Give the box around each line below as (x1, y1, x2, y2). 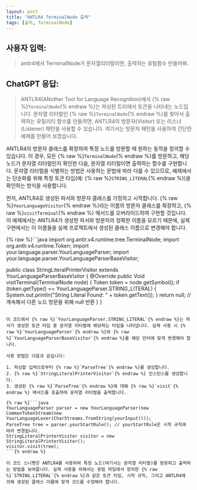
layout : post (6, 8, 38, 15)
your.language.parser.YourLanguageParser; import (6, 249, 129, 255)
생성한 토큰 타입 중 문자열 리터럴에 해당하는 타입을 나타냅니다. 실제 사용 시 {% (17, 323, 186, 329)
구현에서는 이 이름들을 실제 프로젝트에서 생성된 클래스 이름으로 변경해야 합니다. (6, 224, 188, 231)
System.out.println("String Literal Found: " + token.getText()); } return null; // (6, 291, 191, 298)
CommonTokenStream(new (6, 410, 62, 416)
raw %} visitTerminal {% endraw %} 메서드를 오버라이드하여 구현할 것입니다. (6, 209, 187, 216)
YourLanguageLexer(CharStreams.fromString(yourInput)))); (6, 416, 152, 421)
